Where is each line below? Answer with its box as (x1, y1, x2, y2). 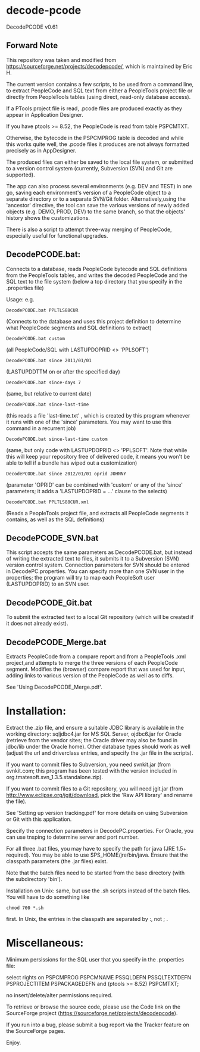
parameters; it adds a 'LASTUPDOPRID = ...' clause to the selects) (6, 487, 168, 494)
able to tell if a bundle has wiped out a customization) (6, 459, 137, 466)
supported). (6, 171, 36, 178)
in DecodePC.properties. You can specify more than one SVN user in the (6, 568, 185, 575)
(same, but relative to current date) (6, 390, 92, 397)
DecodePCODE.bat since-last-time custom (6, 436, 108, 442)
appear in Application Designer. (6, 111, 83, 118)
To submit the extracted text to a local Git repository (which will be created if (6, 614, 194, 621)
